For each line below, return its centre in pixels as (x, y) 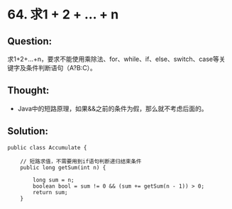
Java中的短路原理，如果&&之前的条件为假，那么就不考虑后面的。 (112, 108)
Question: (30, 41)
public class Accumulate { (47, 147)
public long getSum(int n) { (63, 167)
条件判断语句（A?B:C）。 (61, 68)
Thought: (28, 90)
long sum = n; (54, 180)
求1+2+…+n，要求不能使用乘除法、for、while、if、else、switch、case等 (114, 59)
